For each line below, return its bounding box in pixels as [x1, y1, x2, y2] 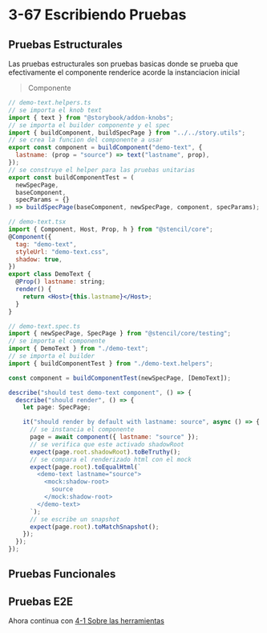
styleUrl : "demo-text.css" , [15, 248, 110, 256]
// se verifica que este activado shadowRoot [29, 440, 184, 448]
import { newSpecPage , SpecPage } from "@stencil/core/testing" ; [8, 330, 231, 338]
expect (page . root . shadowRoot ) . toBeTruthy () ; [29, 448, 181, 456]
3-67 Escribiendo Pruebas [8, 6, 187, 24]
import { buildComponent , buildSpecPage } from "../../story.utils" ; [8, 129, 246, 137]
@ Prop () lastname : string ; [15, 277, 106, 286]
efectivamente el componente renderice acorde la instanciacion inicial [8, 68, 241, 77]
